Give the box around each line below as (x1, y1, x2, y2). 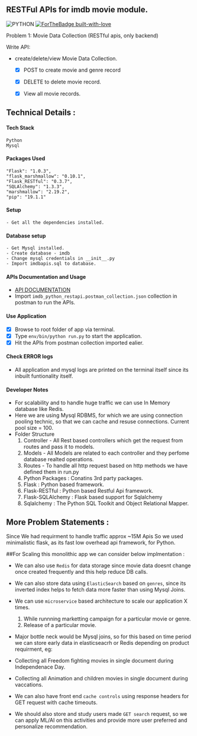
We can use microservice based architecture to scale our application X (14, 597, 188, 605)
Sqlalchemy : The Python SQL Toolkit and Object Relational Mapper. (23, 500, 189, 507)
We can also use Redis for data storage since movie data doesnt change (14, 562, 191, 569)
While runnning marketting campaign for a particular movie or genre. (23, 615, 191, 622)
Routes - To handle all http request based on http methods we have (23, 462, 188, 470)
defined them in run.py (23, 468, 79, 475)
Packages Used (6, 155, 46, 162)
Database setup (6, 232, 46, 239)
